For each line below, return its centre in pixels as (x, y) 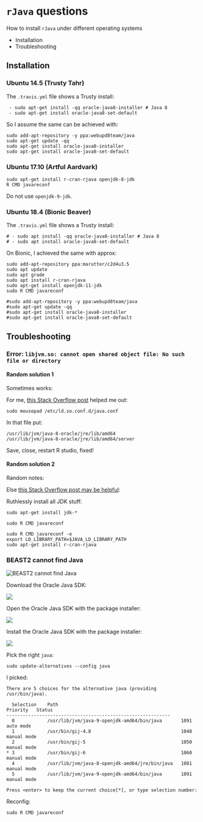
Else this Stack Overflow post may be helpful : (63, 489)
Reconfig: (18, 802)
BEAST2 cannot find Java (45, 560)
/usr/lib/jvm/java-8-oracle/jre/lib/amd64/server (71, 439)
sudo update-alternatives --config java (59, 666)
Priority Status (30, 710)
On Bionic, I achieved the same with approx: (62, 253)
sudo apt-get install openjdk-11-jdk (54, 286)
